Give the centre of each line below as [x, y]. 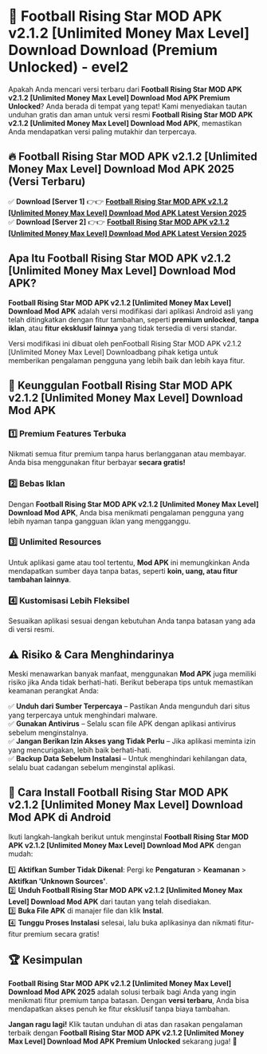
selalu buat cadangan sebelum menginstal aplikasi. [92, 767]
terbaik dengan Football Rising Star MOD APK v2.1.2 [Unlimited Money [126, 1032]
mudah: [21, 854]
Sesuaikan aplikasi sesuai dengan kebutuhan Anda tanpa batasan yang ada [132, 621]
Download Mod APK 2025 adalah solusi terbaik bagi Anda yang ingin [122, 992]
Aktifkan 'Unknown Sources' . [58, 881]
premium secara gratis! [61, 934]
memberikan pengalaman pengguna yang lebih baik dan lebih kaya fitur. [127, 360]
